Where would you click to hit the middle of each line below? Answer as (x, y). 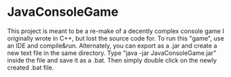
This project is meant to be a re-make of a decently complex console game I (116, 31)
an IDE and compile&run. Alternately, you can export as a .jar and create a (112, 45)
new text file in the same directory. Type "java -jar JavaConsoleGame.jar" (112, 53)
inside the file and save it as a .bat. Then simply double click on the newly (112, 60)
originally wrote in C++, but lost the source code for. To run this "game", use (116, 38)
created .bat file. (30, 67)
